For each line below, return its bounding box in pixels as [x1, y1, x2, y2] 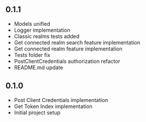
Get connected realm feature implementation [13, 45, 123, 52]
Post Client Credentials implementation [13, 96, 108, 103]
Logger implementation [13, 26, 71, 33]
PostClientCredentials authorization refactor [13, 57, 121, 65]
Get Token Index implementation [13, 103, 93, 110]
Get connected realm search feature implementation [13, 39, 141, 46]
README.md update [13, 64, 63, 71]
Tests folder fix [13, 51, 50, 58]
